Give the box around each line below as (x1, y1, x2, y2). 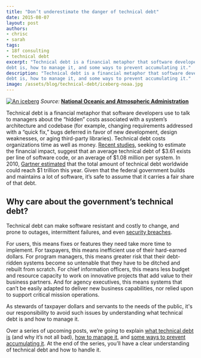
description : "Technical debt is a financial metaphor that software (6, 70, 184, 76)
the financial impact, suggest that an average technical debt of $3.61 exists (6, 148, 191, 155)
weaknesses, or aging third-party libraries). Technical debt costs (6, 135, 166, 142)
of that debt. (6, 179, 37, 186)
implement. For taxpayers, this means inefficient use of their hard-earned (6, 246, 187, 254)
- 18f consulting (6, 48, 50, 54)
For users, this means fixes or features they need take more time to (6, 240, 172, 247)
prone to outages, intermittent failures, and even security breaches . (6, 228, 172, 236)
